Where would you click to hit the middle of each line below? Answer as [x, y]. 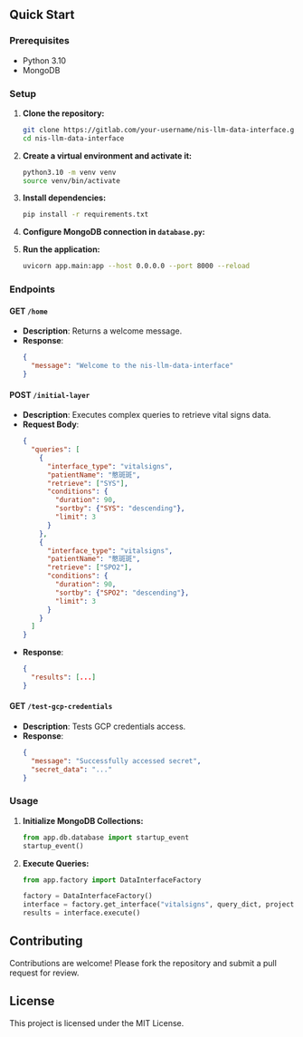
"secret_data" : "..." [72, 770]
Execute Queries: [56, 863]
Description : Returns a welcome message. [102, 331]
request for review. [44, 973]
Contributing [46, 941]
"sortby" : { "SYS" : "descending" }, [120, 509]
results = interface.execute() [81, 913]
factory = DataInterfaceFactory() [87, 896]
